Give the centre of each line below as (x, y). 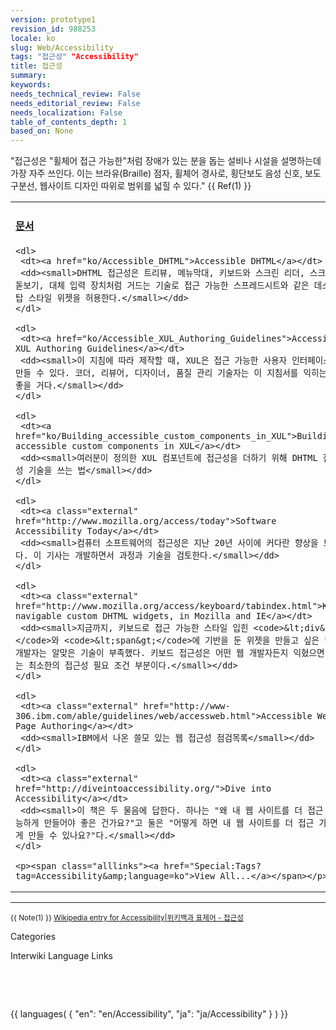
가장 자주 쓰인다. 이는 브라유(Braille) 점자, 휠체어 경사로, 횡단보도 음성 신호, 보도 (166, 173)
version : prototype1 (53, 19)
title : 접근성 (36, 66)
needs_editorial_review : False (75, 103)
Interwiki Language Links (61, 955)
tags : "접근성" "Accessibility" (74, 57)
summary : (28, 76)
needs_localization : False (66, 112)
